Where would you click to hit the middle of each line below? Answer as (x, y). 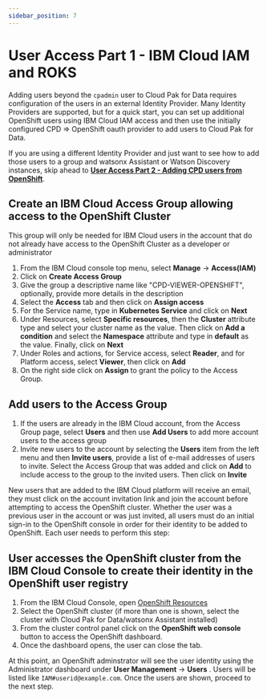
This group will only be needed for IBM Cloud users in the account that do (130, 236)
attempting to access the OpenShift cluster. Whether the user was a (120, 507)
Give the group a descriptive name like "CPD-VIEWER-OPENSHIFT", (132, 285)
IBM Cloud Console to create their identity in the (131, 571)
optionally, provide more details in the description (101, 294)
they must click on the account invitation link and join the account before (128, 499)
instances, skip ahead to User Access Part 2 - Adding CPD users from (125, 170)
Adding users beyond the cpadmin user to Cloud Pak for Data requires (123, 95)
